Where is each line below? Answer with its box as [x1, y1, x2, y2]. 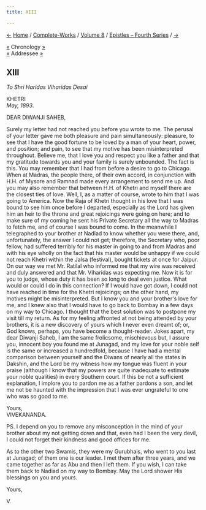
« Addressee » [6, 50, 44, 57]
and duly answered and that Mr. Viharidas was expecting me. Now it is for [6, 269, 193, 276]
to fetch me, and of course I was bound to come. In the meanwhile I [6, 223, 177, 230]
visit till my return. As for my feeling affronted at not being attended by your [6, 314, 197, 322]
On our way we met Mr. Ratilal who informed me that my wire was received [6, 262, 196, 270]
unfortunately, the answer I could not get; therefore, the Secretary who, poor [6, 237, 200, 244]
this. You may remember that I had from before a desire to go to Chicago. [6, 165, 191, 172]
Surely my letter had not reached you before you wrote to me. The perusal [6, 126, 194, 133]
